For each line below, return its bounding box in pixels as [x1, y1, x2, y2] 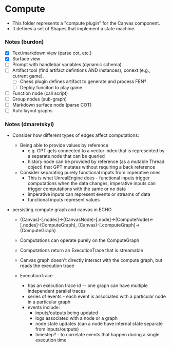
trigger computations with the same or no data [27, 186, 126, 192]
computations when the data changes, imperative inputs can [27, 180, 156, 187]
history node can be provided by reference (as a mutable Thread [27, 158, 165, 165]
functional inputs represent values [27, 197, 100, 203]
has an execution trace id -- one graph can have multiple [27, 282, 148, 289]
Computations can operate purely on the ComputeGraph [20, 237, 140, 243]
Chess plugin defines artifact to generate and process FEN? [20, 78, 147, 85]
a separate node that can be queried [27, 153, 105, 159]
